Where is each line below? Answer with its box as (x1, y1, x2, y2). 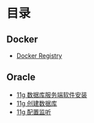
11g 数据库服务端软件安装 (16, 90, 87, 99)
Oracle (6, 71, 36, 83)
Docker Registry (16, 52, 62, 60)
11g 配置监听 (16, 107, 51, 116)
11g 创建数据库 (16, 99, 58, 107)
